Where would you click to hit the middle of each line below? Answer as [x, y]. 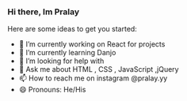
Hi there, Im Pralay [44, 12]
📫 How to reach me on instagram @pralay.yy [93, 78]
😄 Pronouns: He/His [52, 90]
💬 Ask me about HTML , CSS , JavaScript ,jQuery [99, 69]
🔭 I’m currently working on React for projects [92, 44]
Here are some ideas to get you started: [73, 29]
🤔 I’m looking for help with [61, 61]
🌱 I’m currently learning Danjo [67, 53]
